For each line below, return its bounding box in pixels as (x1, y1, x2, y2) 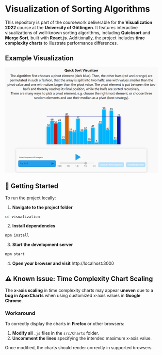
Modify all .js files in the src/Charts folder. (12, 330, 99, 336)
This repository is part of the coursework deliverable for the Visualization (5, 19, 153, 25)
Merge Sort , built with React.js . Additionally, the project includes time (5, 35, 145, 41)
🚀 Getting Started (5, 182, 59, 190)
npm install (5, 233, 29, 238)
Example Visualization (5, 54, 74, 63)
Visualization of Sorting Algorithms (5, 3, 150, 15)
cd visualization (5, 214, 40, 219)
